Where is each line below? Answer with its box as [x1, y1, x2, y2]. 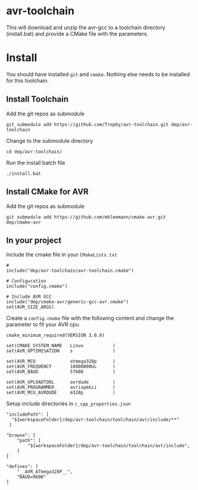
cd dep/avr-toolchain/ [6, 149, 62, 155]
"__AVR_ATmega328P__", [17, 469, 73, 475]
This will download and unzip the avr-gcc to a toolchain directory [6, 24, 165, 31]
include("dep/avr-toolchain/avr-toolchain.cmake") [6, 268, 134, 274]
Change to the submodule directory [6, 137, 93, 144]
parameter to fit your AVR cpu [6, 321, 79, 328]
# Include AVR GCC [6, 294, 52, 300]
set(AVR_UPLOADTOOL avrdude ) [6, 379, 116, 385]
